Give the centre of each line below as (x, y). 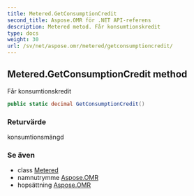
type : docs (23, 33)
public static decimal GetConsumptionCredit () (76, 104)
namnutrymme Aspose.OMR (58, 178)
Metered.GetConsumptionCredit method (97, 74)
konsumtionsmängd (36, 137)
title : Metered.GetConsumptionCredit (62, 14)
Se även (21, 155)
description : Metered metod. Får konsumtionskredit (84, 27)
